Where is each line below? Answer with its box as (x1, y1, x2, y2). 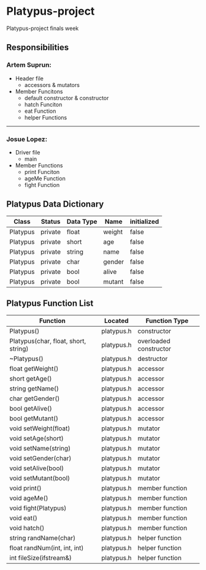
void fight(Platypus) (9, 504, 67, 512)
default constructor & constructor (24, 94, 109, 102)
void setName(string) (9, 444, 71, 452)
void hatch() (9, 523, 45, 532)
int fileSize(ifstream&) (9, 553, 72, 562)
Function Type (145, 316, 189, 325)
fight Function (24, 181, 60, 188)
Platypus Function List (6, 298, 94, 309)
